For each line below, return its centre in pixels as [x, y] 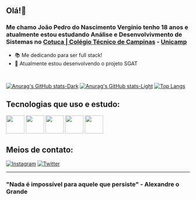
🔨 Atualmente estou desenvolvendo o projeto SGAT [76, 63]
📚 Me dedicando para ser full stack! [58, 55]
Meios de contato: [40, 150]
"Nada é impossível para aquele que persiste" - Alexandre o [93, 184]
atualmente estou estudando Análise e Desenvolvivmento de [94, 34]
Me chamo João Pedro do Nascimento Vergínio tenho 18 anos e [97, 27]
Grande [17, 192]
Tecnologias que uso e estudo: [63, 105]
